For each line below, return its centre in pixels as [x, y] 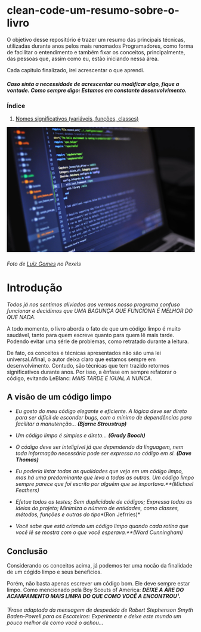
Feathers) [27, 491]
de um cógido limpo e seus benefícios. [54, 572]
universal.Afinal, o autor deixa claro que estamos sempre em [81, 359]
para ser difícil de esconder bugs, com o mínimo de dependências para [103, 418]
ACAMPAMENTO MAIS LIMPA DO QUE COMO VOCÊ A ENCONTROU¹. [94, 596]
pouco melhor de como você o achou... [55, 622]
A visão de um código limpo [59, 397]
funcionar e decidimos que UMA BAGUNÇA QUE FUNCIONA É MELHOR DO [100, 310]
